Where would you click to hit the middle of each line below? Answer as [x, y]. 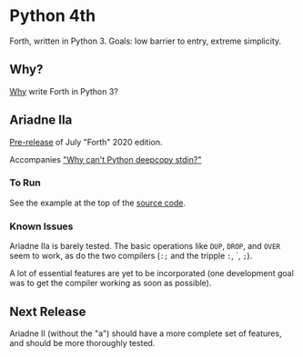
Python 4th [53, 16]
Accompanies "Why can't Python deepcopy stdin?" [106, 159]
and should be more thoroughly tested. [82, 342]
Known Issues [41, 226]
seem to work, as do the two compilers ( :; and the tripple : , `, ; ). [131, 256]
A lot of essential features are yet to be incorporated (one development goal [151, 273]
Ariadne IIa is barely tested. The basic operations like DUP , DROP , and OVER [145, 246]
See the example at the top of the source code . [98, 203]
